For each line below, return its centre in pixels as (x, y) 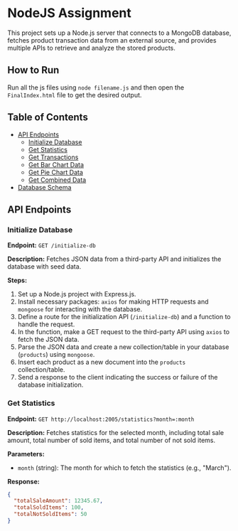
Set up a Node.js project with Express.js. (77, 294)
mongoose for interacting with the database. (80, 309)
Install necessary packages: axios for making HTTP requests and (113, 302)
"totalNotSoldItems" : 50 (50, 514)
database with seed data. (44, 267)
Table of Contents (48, 118)
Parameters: (26, 454)
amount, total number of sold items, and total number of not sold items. (112, 440)
